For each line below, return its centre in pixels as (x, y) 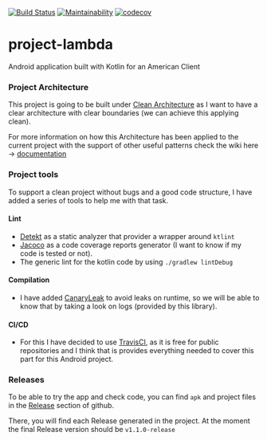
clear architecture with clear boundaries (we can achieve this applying (124, 113)
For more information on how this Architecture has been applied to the (124, 137)
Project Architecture (49, 87)
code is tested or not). (56, 253)
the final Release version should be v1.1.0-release (92, 430)
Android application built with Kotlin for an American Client (104, 66)
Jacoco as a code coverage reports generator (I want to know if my (130, 245)
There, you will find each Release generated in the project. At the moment (130, 421)
